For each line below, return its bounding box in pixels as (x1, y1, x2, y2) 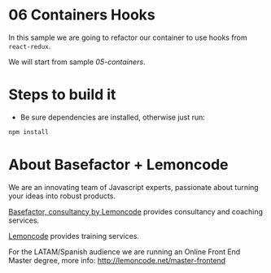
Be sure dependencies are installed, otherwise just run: (20, 112, 206, 122)
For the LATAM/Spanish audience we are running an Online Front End (8, 246, 241, 257)
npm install (8, 128, 49, 136)
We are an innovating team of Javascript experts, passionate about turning (8, 182, 259, 192)
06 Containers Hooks (8, 6, 156, 24)
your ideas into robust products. (8, 191, 116, 201)
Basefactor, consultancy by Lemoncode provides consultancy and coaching (8, 206, 263, 216)
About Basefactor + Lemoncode (8, 155, 229, 174)
